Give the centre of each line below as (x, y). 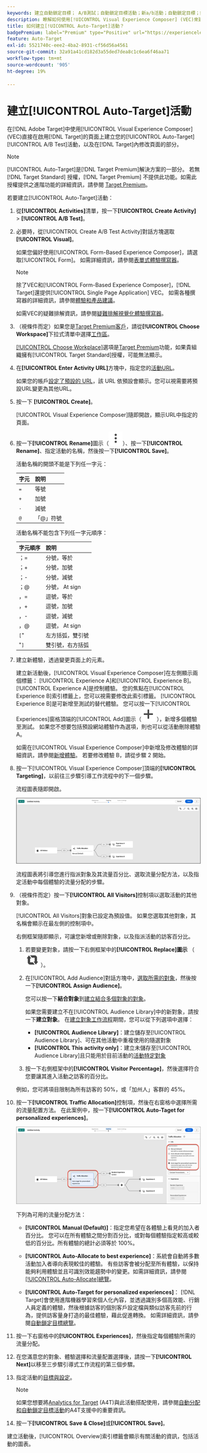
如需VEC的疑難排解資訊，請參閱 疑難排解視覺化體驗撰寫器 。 (92, 313)
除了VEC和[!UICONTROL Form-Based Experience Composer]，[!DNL (103, 285)
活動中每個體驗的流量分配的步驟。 (64, 881)
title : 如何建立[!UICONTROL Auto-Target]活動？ (66, 26)
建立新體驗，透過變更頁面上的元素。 (62, 660)
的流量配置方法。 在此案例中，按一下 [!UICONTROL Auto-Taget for (100, 1110)
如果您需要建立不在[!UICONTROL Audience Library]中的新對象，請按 (112, 1012)
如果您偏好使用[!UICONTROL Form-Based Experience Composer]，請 (104, 253)
